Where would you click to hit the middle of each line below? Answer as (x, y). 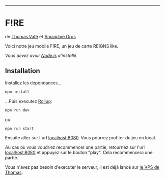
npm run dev (17, 110)
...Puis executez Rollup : (29, 101)
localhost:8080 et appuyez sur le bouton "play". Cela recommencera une (79, 153)
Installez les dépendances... (33, 83)
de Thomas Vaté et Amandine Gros (41, 36)
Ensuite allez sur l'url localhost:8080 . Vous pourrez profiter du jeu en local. (81, 138)
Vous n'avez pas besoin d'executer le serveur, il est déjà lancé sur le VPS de (82, 167)
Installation (23, 71)
